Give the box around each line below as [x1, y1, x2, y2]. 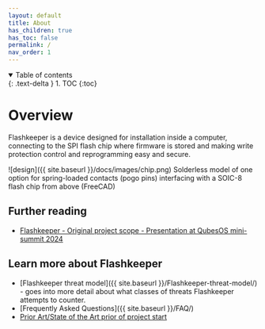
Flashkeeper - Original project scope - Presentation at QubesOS [19, 225, 229, 235]
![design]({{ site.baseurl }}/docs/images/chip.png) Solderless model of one [8, 164, 253, 174]
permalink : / [8, 41, 51, 49]
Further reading [8, 205, 87, 218]
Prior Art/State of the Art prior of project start [19, 312, 168, 321]
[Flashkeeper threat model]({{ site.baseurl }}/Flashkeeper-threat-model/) [19, 278, 258, 288]
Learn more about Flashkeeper [8, 257, 163, 270]
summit [19, 234, 44, 243]
